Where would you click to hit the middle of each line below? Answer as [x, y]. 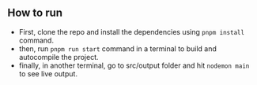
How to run [35, 13]
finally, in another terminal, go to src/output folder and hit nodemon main [134, 65]
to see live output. [48, 73]
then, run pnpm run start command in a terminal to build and [117, 48]
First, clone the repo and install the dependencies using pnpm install [132, 31]
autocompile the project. [59, 57]
